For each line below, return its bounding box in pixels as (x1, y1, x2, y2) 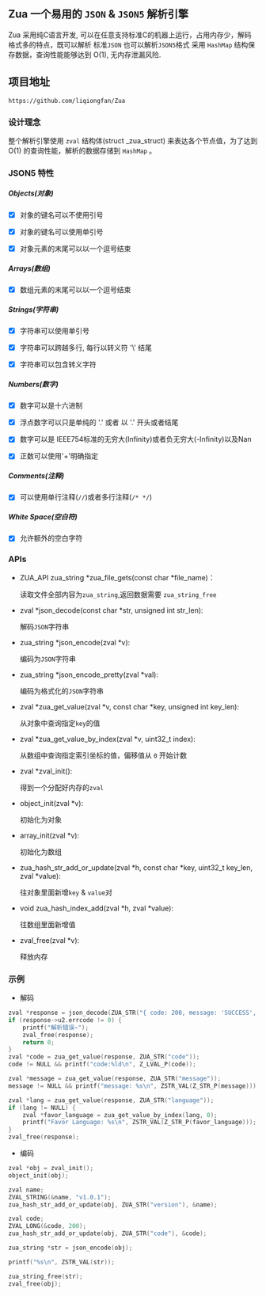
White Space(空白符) (8, 512, 78, 522)
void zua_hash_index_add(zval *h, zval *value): (19, 903, 174, 913)
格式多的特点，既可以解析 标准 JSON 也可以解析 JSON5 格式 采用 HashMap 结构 (8, 40, 249, 49)
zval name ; (8, 1186, 44, 1194)
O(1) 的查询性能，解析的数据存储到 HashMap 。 (8, 146, 157, 155)
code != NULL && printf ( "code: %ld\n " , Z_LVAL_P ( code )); (8, 1060, 196, 1069)
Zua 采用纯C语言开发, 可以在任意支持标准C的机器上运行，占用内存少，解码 (8, 30, 252, 40)
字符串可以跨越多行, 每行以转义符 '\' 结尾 (19, 343, 152, 352)
